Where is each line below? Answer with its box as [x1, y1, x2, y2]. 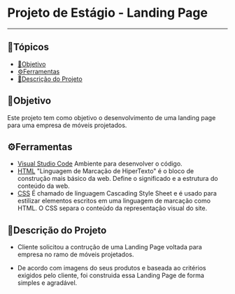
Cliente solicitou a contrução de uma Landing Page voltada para [17, 243, 203, 251]
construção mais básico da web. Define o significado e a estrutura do [17, 175, 218, 183]
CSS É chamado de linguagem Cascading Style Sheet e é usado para [17, 189, 217, 198]
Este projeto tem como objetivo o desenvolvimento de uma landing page [7, 113, 216, 122]
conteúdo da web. [17, 182, 70, 190]
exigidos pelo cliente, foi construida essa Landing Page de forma [17, 271, 205, 280]
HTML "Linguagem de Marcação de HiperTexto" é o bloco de [17, 167, 194, 175]
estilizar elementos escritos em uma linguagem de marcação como [17, 197, 211, 205]
